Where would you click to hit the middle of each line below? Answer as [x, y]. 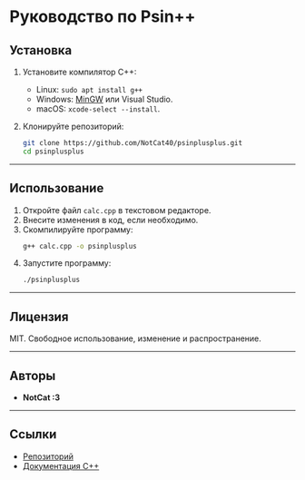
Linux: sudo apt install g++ [89, 89]
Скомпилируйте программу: [78, 230]
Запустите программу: [67, 263]
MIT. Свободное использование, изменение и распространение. [135, 338]
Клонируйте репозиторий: [73, 126]
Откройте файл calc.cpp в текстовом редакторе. [117, 210]
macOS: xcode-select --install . [98, 109]
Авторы [33, 375]
